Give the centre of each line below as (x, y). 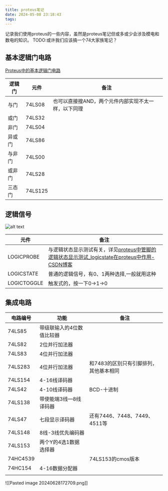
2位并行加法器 (56, 344)
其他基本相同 (104, 370)
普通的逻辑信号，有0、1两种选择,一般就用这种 (102, 274)
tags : (11, 19)
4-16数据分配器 (58, 468)
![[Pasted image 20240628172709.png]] (46, 482)
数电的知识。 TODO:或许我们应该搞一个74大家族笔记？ (61, 40)
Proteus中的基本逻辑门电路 (33, 70)
